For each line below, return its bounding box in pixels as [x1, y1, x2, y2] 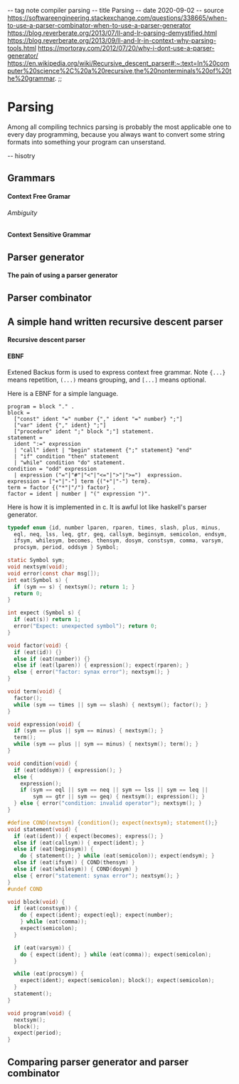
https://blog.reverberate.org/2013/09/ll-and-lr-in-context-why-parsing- [7, 36, 217, 45]
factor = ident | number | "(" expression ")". [7, 490, 152, 497]
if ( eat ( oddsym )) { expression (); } [14, 766, 122, 773]
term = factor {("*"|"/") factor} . [7, 484, 116, 491]
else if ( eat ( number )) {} [14, 655, 91, 662]
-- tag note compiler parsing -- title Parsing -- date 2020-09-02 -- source [7, 6, 224, 14]
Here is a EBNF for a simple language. [7, 389, 119, 397]
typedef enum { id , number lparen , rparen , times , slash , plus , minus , [7, 523, 221, 531]
